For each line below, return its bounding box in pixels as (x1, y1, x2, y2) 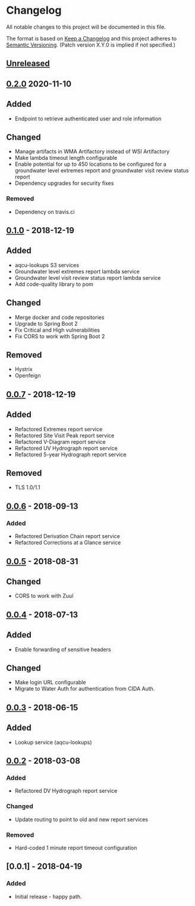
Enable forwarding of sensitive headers (14, 645, 111, 653)
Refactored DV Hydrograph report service (14, 787, 118, 794)
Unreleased (6, 58, 51, 69)
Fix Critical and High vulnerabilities (14, 326, 100, 333)
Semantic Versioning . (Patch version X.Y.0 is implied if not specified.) (6, 41, 176, 48)
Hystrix (14, 366, 33, 373)
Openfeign (14, 372, 41, 379)
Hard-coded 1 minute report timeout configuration (14, 844, 137, 851)
